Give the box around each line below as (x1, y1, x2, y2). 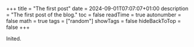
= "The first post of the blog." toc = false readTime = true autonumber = (6, 11, 182, 18)
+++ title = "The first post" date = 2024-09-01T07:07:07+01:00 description (6, 5, 189, 12)
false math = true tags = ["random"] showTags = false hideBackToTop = (6, 18, 182, 24)
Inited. (6, 35, 22, 42)
